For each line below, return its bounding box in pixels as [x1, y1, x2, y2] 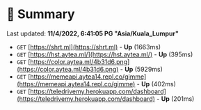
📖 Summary [6, 6, 75, 22]
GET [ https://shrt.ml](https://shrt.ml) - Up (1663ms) [16, 42, 161, 51]
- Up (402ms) [136, 79, 177, 88]
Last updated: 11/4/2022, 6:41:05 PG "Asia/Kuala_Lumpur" [6, 29, 179, 38]
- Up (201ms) [156, 94, 195, 103]
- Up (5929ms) [120, 65, 163, 73]
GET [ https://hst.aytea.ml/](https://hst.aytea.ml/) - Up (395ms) [16, 50, 193, 58]
